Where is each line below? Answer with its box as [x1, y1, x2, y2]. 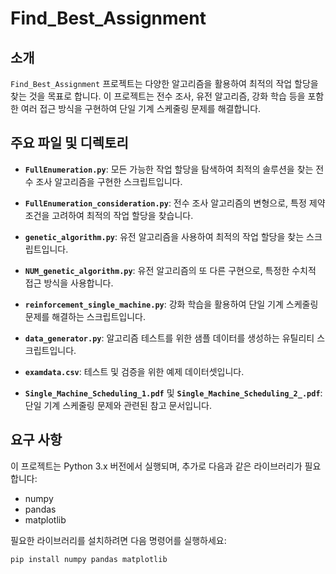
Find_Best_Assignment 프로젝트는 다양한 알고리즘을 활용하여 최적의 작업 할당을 [10, 78, 319, 89]
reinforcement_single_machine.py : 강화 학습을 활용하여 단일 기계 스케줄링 [24, 298, 319, 310]
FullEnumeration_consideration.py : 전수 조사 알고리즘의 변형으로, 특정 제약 [24, 197, 326, 209]
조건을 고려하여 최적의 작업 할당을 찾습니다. [24, 209, 194, 221]
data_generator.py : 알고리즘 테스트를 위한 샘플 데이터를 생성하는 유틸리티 [24, 332, 315, 344]
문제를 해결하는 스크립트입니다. [24, 310, 147, 322]
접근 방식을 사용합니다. [24, 277, 114, 289]
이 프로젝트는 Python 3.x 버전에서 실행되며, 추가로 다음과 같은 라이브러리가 [10, 460, 303, 472]
